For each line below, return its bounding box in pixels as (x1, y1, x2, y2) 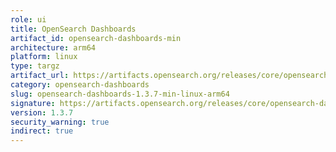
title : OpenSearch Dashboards (10, 24, 137, 34)
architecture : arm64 (10, 42, 97, 53)
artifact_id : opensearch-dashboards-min (10, 33, 182, 43)
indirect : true (10, 126, 74, 136)
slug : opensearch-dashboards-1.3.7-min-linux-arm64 (10, 89, 230, 99)
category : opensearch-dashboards (10, 80, 150, 90)
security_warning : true (10, 117, 110, 127)
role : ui (10, 14, 47, 25)
